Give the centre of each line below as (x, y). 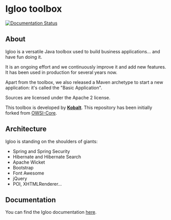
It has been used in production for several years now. (61, 72)
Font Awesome (28, 173)
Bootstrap (23, 167)
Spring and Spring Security (41, 151)
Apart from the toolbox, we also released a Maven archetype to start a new (84, 82)
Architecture (26, 129)
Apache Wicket (29, 162)
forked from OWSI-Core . (31, 113)
